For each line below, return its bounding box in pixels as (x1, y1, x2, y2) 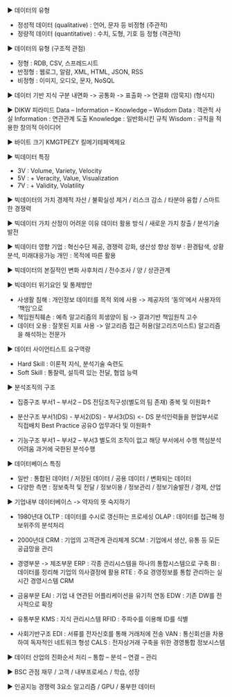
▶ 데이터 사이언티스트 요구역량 (7, 345, 91, 353)
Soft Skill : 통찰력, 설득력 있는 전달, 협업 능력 (17, 369, 139, 376)
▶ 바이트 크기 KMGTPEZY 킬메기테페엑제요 (7, 138, 126, 146)
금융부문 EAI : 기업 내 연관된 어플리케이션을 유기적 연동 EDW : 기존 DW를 (17, 591, 215, 599)
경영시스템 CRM (30, 577, 74, 585)
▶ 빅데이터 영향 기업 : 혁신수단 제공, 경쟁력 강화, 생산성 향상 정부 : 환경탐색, (7, 242, 211, 251)
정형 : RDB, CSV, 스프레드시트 (17, 59, 99, 67)
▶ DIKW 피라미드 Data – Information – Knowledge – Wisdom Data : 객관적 (7, 106, 214, 114)
